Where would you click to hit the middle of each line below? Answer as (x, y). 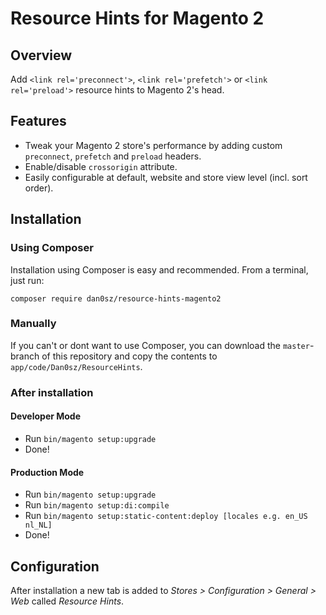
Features (38, 121)
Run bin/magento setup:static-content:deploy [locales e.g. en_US (166, 516)
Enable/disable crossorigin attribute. (101, 166)
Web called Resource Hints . (67, 601)
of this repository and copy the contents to (129, 356)
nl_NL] (38, 525)
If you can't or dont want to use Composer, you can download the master (160, 345)
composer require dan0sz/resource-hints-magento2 (116, 298)
